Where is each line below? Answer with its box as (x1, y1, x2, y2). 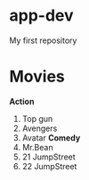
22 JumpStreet (21, 160, 77, 171)
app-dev (9, 5, 74, 26)
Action (9, 96, 35, 107)
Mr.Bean (21, 141, 53, 152)
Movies (9, 66, 65, 87)
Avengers (21, 123, 58, 133)
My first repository (9, 35, 77, 46)
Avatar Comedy (21, 132, 81, 143)
